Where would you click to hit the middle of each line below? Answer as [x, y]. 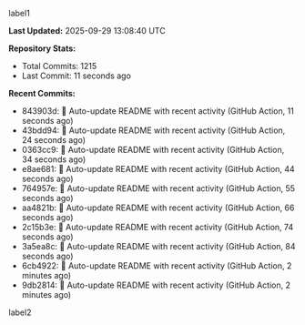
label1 [20, 13]
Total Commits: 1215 [59, 66]
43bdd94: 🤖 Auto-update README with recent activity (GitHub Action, [153, 130]
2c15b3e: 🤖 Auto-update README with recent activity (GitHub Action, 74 [158, 227]
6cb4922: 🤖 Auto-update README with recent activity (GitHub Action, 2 [157, 266]
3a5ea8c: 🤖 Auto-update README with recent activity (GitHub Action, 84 [158, 246]
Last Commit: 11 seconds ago [76, 76]
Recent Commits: [42, 93]
